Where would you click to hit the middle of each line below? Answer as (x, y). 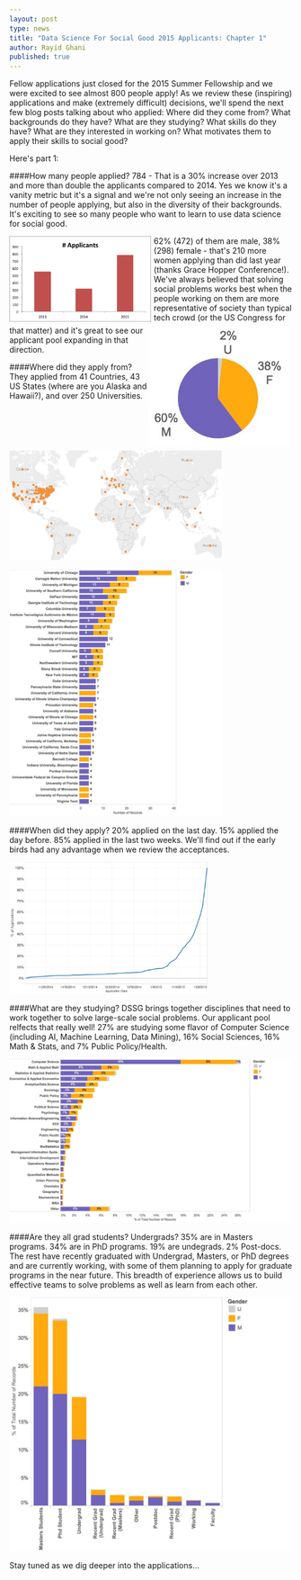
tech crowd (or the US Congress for (220, 318)
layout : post (34, 19)
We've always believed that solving (219, 280)
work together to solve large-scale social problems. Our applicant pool (140, 1018)
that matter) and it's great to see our (76, 330)
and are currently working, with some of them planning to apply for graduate (151, 1266)
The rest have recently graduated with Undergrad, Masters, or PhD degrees (149, 1256)
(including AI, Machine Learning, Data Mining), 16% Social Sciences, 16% (145, 1037)
